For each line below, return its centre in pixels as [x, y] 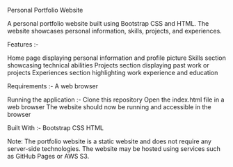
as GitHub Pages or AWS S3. [48, 156]
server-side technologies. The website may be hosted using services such [114, 149]
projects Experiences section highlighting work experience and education [113, 73]
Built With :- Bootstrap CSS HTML [56, 128]
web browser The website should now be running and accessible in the [110, 107]
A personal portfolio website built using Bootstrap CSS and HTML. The [108, 23]
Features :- [23, 44]
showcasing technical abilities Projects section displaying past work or [109, 65]
